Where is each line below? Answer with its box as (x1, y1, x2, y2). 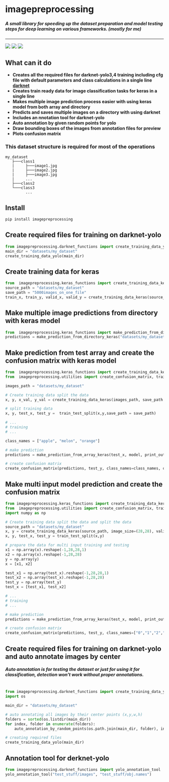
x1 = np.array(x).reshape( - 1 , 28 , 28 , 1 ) (5, 548, 87, 553)
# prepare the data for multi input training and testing (5, 542, 129, 548)
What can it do (5, 58, 52, 67)
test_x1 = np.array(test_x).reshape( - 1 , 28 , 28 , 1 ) (5, 570, 109, 576)
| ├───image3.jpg (12, 172, 57, 177)
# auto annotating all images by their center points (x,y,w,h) (5, 712, 143, 717)
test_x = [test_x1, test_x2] (5, 585, 66, 590)
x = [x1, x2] (5, 561, 33, 567)
